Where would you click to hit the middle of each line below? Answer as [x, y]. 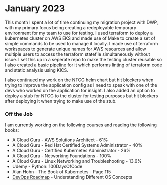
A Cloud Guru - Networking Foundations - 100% [62, 156]
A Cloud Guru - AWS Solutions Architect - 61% [60, 140]
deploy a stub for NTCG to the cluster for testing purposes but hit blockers [82, 96]
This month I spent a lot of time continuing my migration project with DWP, [82, 22]
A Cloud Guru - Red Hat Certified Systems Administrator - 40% [77, 145]
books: [12, 130]
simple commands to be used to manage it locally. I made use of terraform [82, 43]
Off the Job [19, 114]
